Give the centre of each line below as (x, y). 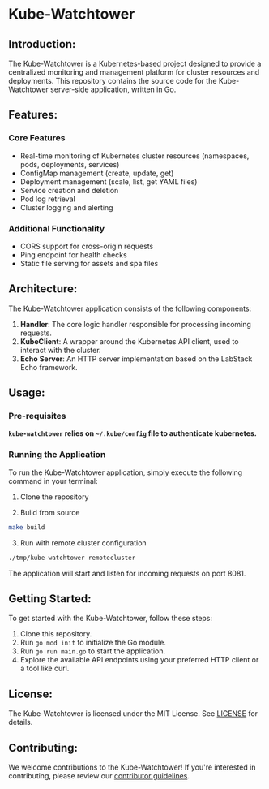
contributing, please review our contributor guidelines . (99, 775)
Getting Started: (50, 599)
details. (21, 722)
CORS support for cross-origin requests (87, 246)
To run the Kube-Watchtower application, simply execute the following (126, 472)
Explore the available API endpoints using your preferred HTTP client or (139, 660)
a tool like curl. (45, 668)
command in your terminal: (53, 481)
